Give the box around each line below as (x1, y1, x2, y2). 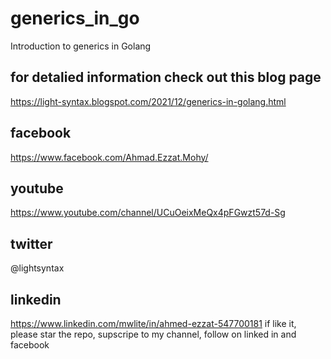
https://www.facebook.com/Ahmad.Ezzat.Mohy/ (10, 151, 209, 163)
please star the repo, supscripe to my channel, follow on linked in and (10, 328, 297, 340)
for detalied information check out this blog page (10, 69, 322, 86)
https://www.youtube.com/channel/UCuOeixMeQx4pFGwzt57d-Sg (10, 207, 286, 219)
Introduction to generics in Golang (10, 40, 152, 52)
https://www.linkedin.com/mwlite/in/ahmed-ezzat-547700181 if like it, (10, 318, 297, 329)
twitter (10, 235, 53, 252)
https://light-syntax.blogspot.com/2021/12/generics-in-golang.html (10, 95, 287, 107)
